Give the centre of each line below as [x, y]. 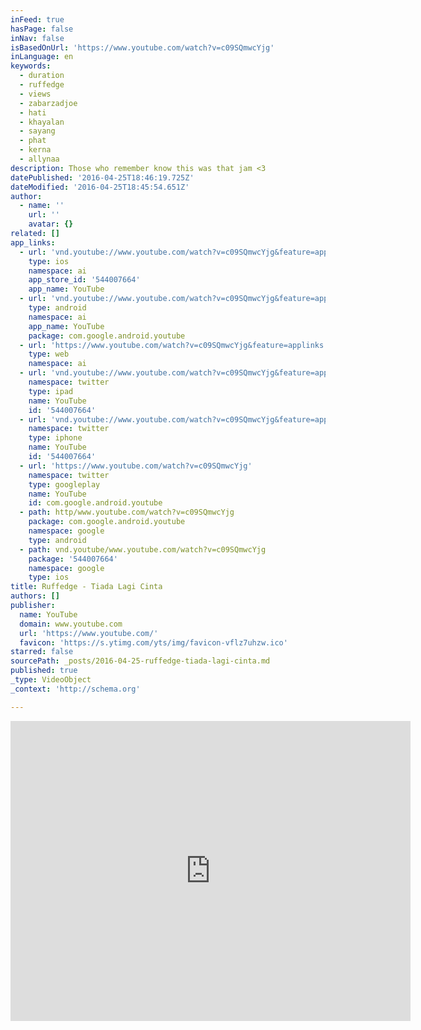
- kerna [35, 150]
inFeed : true [37, 19]
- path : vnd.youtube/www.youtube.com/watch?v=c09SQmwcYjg [143, 549]
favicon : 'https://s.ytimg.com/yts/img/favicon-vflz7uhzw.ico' [153, 642]
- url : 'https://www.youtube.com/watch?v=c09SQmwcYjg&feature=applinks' [174, 345]
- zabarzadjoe [48, 103]
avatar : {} [51, 224]
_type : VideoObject [51, 680]
